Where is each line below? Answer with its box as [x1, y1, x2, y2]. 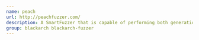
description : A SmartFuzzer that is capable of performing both [6, 19, 168, 25]
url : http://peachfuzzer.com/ [6, 14, 81, 20]
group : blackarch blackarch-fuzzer [6, 25, 94, 31]
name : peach [6, 8, 36, 15]
